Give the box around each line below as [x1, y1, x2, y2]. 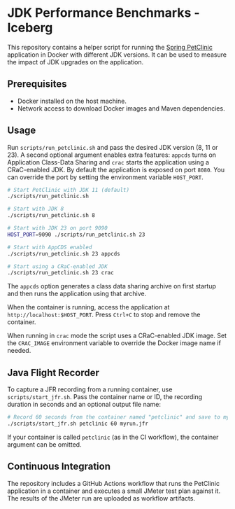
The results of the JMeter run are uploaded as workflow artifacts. [7, 494, 196, 502]
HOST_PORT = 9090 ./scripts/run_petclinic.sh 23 [7, 231, 145, 238]
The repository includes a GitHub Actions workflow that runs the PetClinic [7, 479, 220, 487]
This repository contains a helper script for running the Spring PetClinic [7, 43, 213, 51]
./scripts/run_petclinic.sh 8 [7, 212, 96, 219]
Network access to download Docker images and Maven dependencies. [17, 104, 225, 113]
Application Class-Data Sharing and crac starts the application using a [7, 158, 210, 166]
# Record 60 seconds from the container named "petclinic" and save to [7, 414, 220, 421]
